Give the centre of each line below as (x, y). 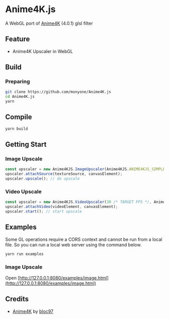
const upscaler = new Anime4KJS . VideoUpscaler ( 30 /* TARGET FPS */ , (78, 202)
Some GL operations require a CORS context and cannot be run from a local (84, 239)
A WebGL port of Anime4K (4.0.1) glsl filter (49, 23)
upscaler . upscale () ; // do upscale (43, 179)
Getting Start (26, 145)
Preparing (18, 82)
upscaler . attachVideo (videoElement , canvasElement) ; (62, 207)
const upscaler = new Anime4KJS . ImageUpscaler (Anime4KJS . (67, 169)
